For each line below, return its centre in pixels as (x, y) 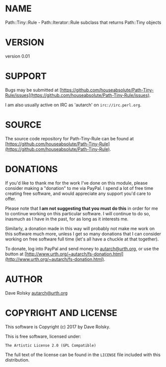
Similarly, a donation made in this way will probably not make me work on (80, 228)
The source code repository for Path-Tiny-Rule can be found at (69, 138)
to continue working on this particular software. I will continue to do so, (78, 213)
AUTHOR (24, 279)
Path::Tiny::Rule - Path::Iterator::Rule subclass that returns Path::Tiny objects (83, 22)
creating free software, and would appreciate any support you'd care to (78, 193)
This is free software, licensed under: (43, 336)
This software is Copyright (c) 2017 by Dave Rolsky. (58, 327)
